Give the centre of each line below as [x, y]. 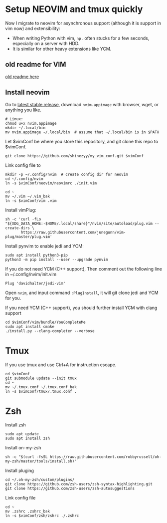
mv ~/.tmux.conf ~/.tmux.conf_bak [41, 387]
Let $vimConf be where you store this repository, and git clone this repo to [82, 141]
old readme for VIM [36, 64]
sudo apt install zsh [28, 439]
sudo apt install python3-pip [37, 255]
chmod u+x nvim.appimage [31, 123]
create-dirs [17, 228]
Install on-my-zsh [23, 448]
